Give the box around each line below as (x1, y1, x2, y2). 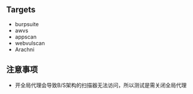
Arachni (14, 46, 35, 53)
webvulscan (14, 39, 45, 46)
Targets (6, 5, 36, 15)
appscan (14, 33, 37, 40)
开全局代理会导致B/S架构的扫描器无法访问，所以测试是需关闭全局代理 (14, 82, 187, 89)
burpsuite (14, 20, 39, 27)
